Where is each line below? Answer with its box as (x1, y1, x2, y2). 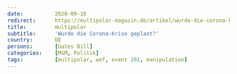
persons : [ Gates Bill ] (7, 43, 93, 50)
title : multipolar (7, 23, 87, 30)
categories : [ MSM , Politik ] (7, 50, 99, 57)
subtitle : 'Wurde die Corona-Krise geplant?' (7, 30, 159, 37)
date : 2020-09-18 (7, 10, 87, 18)
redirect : (7, 17, 37, 24)
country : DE (7, 37, 61, 44)
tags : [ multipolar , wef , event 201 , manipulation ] (7, 56, 188, 63)
